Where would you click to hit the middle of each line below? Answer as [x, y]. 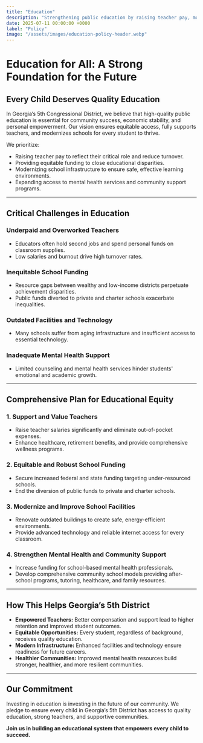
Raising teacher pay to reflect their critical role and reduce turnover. [99, 156]
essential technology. [41, 339]
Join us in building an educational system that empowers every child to [98, 728]
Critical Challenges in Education [68, 213]
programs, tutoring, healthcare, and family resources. [99, 581]
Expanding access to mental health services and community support [100, 182]
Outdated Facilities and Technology [60, 320]
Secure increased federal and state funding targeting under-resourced [103, 478]
